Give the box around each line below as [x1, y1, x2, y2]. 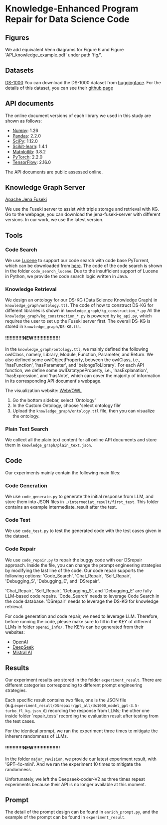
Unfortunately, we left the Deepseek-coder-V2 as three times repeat [5, 776, 146, 782]
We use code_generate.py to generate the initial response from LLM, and [5, 494, 154, 500]
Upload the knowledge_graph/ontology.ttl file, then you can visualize [12, 408, 155, 413]
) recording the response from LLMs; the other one [45, 708, 150, 714]
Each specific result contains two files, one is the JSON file [5, 697, 127, 703]
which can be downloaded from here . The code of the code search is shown [5, 263, 163, 269]
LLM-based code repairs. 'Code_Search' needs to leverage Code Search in [5, 593, 160, 599]
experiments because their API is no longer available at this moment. [5, 781, 146, 787]
